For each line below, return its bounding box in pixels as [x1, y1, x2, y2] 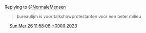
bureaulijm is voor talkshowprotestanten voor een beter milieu [16, 14, 141, 19]
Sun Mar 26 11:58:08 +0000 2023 [9, 23, 78, 29]
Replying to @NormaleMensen [4, 4, 66, 10]
